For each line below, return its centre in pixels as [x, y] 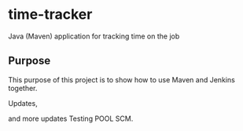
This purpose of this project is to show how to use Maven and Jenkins [122, 79]
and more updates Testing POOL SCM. [71, 118]
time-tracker [50, 15]
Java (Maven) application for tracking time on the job [94, 36]
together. [23, 88]
